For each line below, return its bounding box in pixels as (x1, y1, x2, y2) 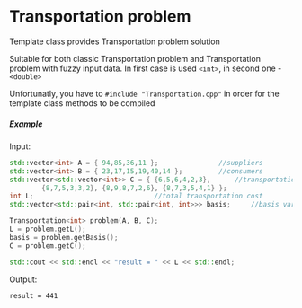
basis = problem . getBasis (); (9, 233, 119, 242)
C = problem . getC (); (9, 241, 87, 251)
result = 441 (9, 291, 58, 300)
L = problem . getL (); (9, 224, 87, 234)
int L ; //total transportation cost (9, 191, 263, 201)
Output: (9, 274, 38, 285)
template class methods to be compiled (9, 97, 155, 109)
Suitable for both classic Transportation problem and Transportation (9, 53, 261, 64)
